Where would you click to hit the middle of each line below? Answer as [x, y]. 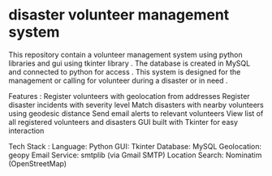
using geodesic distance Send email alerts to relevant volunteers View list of [136, 113]
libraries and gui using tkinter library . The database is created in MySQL [130, 63]
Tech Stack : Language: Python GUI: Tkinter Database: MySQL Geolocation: [135, 146]
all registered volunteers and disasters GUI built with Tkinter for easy [123, 122]
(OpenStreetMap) [38, 163]
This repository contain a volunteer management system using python [126, 54]
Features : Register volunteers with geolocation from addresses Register [129, 96]
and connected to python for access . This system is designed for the [125, 71]
